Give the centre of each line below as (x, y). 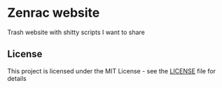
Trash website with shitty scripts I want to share (76, 32)
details (17, 78)
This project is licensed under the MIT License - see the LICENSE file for (111, 71)
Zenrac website (54, 13)
